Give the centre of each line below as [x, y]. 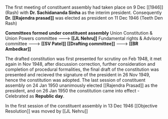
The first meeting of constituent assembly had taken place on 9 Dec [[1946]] [84, 7]
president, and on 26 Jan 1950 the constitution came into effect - [72, 91]
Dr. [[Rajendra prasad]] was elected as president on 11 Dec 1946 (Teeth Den [84, 18]
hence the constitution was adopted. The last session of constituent [75, 80]
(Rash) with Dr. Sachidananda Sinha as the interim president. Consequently [83, 13]
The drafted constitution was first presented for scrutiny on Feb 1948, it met [83, 59]
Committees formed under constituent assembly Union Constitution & [79, 33]
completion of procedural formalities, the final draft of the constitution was [82, 69]
